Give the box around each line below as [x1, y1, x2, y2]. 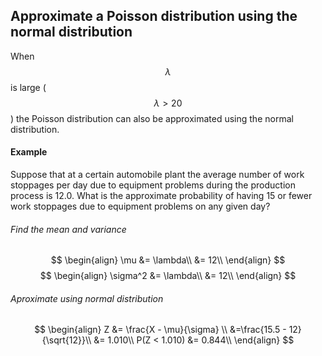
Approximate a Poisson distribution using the [10, 8, 298, 25]
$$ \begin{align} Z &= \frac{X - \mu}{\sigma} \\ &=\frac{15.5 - [34, 324, 287, 336]
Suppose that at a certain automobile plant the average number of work [10, 169, 305, 181]
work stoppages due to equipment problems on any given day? [10, 200, 271, 213]
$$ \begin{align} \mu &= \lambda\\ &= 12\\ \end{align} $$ [50, 254, 286, 266]
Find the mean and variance [10, 223, 127, 235]
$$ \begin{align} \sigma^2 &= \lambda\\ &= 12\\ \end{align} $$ [39, 270, 297, 282]
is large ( [10, 81, 47, 93]
